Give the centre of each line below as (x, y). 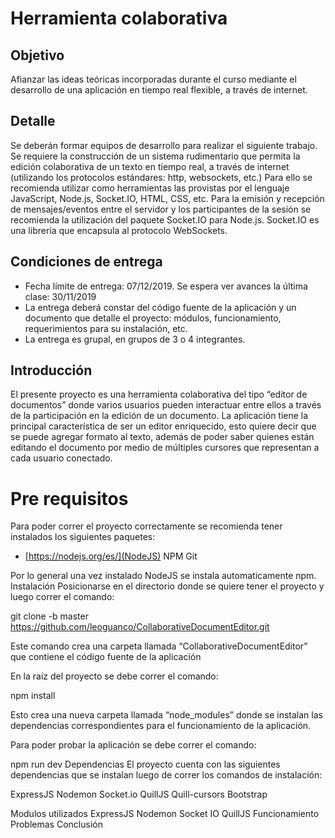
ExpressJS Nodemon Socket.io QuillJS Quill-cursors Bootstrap (139, 794)
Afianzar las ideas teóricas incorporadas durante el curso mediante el (153, 79)
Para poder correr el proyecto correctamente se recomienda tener (146, 526)
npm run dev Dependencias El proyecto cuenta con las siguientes (145, 764)
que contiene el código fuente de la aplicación (106, 657)
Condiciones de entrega (86, 262)
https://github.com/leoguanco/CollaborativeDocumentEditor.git (140, 627)
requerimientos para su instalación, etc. (106, 328)
